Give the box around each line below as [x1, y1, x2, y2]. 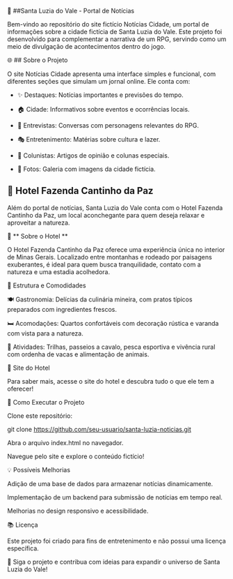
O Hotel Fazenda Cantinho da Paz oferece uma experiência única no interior [7, 245, 225, 254]
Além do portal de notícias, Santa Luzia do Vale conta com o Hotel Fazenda [7, 203, 223, 212]
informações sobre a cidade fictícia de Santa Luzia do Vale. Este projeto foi [7, 28, 223, 36]
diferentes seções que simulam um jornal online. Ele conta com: [7, 77, 191, 85]
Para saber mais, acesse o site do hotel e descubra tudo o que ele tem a [7, 377, 214, 385]
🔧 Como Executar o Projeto [7, 398, 85, 406]
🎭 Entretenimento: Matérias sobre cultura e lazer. [17, 135, 161, 143]
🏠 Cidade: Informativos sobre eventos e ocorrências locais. [17, 105, 190, 113]
